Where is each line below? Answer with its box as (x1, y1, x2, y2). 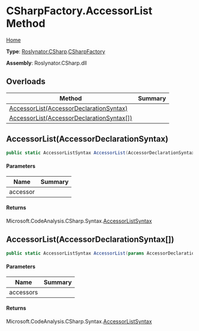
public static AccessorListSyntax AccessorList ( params (6, 250, 145, 256)
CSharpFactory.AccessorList (6, 4, 153, 18)
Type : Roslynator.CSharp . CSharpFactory (6, 47, 105, 55)
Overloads (6, 77, 46, 87)
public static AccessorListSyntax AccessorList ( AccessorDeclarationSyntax (6, 149, 195, 155)
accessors (9, 288, 38, 296)
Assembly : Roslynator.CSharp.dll (6, 59, 87, 66)
